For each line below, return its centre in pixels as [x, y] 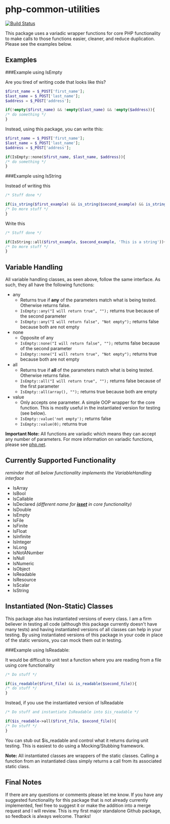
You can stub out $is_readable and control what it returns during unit [77, 740]
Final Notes [24, 782]
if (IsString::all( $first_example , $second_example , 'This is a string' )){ [86, 242]
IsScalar [21, 585]
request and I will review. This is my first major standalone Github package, [83, 811]
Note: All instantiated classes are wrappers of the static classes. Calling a [82, 756]
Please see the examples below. [39, 44]
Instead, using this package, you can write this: [54, 129]
